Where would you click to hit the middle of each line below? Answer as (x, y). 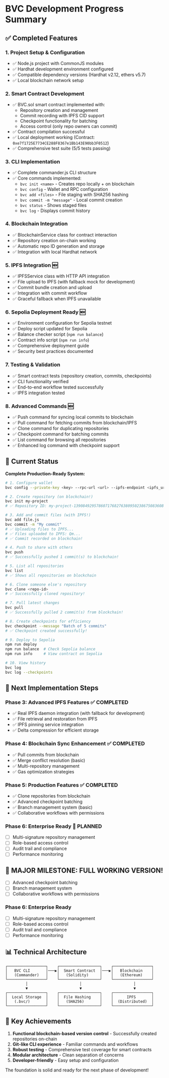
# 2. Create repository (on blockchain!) (49, 496)
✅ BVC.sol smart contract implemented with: (59, 105)
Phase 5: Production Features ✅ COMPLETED (62, 785)
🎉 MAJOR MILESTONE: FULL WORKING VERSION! (84, 870)
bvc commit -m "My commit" (33, 524)
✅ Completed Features (41, 38)
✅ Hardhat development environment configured (63, 69)
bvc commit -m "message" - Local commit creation (71, 200)
